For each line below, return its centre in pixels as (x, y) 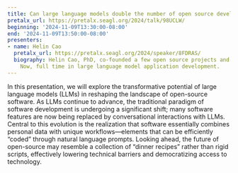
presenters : (25, 40)
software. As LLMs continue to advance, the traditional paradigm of (106, 101)
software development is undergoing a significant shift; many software (110, 109)
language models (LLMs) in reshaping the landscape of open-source (107, 94)
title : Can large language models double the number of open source (110, 14)
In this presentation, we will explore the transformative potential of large (112, 86)
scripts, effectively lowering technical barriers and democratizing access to (117, 154)
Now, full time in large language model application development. (120, 66)
